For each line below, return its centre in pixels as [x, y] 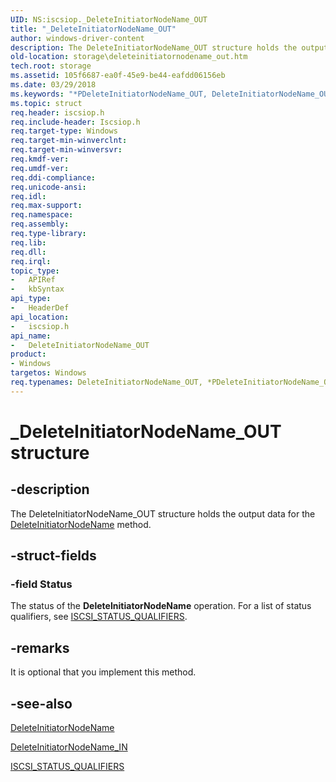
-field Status [41, 584]
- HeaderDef [40, 308]
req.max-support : [46, 206]
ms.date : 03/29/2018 [53, 85]
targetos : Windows [48, 373]
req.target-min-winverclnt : [69, 141]
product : [28, 354]
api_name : [31, 336]
